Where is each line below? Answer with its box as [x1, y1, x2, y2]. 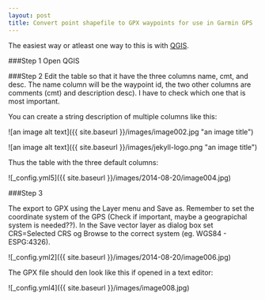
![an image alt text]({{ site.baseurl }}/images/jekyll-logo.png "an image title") [8, 142, 258, 152]
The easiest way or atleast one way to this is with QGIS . [8, 40, 190, 50]
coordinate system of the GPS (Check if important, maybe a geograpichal [8, 212, 248, 221]
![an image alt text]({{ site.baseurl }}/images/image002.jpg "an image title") [8, 127, 254, 137]
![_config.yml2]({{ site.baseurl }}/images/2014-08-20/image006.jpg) [8, 252, 232, 261]
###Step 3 [8, 188, 44, 197]
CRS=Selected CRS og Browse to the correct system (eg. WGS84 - [8, 228, 227, 238]
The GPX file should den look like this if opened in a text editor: [8, 268, 214, 277]
